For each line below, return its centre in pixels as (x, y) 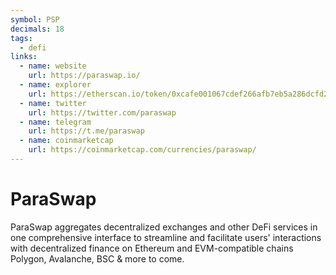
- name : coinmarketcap (66, 141)
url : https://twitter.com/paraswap (102, 112)
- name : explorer (55, 85)
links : (24, 57)
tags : (21, 38)
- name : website (53, 66)
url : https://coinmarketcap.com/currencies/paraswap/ (142, 150)
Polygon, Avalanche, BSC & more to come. (97, 258)
